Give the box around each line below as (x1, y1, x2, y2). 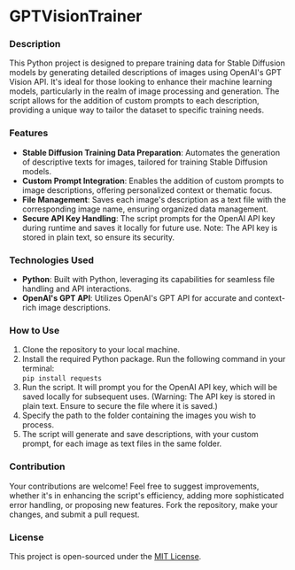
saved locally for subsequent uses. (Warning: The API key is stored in (21, 391, 276, 402)
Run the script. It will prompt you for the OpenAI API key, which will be (21, 382, 277, 393)
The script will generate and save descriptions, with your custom (21, 429, 259, 440)
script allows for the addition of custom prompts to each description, (9, 96, 260, 106)
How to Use (9, 325, 60, 336)
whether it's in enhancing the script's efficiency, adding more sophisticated (9, 489, 284, 501)
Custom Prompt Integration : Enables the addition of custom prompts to (21, 175, 284, 186)
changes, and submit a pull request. (9, 509, 140, 520)
